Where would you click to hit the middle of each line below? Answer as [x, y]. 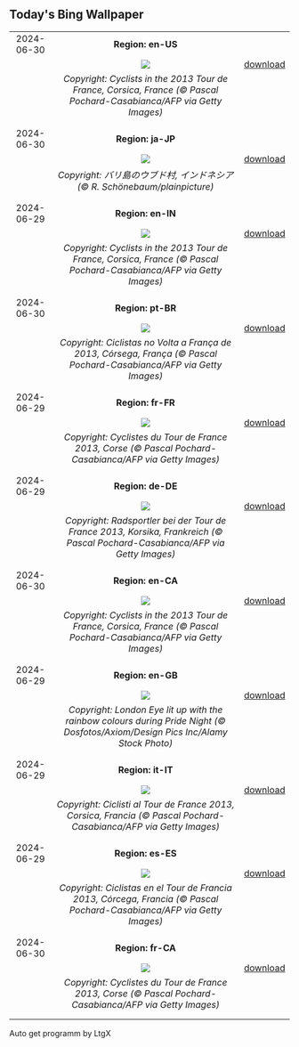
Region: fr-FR [145, 402]
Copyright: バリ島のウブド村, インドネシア [145, 174]
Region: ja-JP [145, 139]
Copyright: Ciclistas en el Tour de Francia [146, 888]
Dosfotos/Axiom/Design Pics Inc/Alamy [146, 732]
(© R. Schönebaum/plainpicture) [145, 186]
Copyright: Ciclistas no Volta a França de [145, 342]
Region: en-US [145, 44]
